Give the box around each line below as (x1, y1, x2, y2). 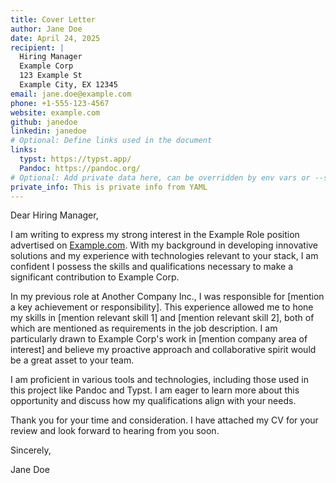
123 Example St (19, 71, 83, 81)
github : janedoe (10, 117, 78, 127)
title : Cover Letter (10, 14, 97, 25)
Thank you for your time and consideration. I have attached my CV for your (10, 414, 319, 426)
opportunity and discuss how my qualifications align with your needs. (10, 395, 297, 407)
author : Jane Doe (10, 24, 83, 34)
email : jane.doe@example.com (10, 89, 132, 99)
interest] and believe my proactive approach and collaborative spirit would (10, 344, 317, 356)
